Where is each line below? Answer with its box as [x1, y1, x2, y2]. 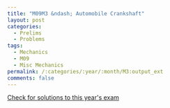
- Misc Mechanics [13, 62, 64, 69]
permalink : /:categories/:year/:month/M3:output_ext [7, 68, 164, 75]
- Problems [13, 36, 45, 43]
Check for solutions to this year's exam [7, 93, 120, 102]
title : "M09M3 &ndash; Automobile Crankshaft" [7, 10, 145, 17]
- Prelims [13, 29, 42, 37]
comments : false [7, 74, 54, 82]
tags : [7, 42, 23, 49]
